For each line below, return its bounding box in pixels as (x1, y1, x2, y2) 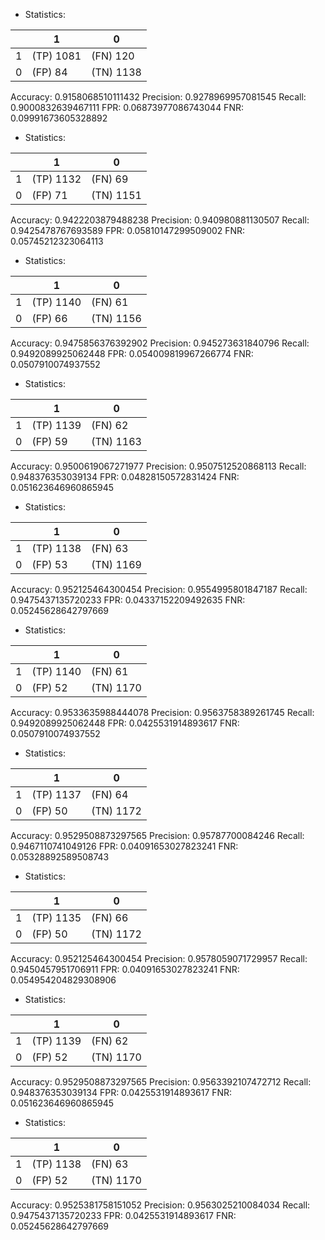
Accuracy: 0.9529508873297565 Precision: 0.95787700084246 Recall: (10, 830, 305, 841)
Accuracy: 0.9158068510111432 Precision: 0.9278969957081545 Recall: (10, 91, 307, 103)
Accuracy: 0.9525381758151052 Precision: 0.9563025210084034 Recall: (10, 1199, 311, 1211)
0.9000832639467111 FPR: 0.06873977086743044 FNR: (10, 102, 244, 113)
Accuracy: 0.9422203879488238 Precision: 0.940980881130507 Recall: (10, 214, 310, 226)
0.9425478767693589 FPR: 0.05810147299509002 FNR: (10, 225, 246, 236)
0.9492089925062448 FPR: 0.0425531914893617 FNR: (10, 717, 240, 729)
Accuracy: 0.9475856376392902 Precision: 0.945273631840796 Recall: (10, 337, 310, 349)
